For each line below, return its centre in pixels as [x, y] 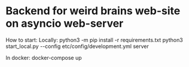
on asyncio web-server [65, 23]
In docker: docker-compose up [44, 58]
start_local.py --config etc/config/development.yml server [77, 46]
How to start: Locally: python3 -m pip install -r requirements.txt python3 [94, 40]
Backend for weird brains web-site [93, 11]
